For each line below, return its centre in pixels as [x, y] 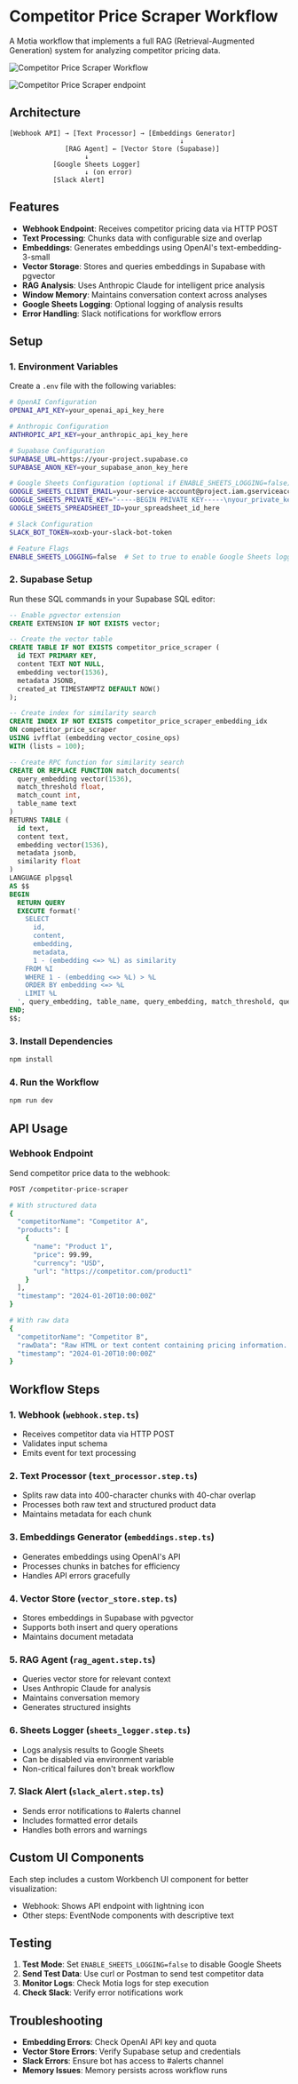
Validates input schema [65, 1444]
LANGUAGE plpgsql [41, 878]
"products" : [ [43, 1230]
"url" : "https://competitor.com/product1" [112, 1271]
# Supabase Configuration [57, 450]
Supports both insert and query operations [100, 1627]
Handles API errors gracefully [76, 1575]
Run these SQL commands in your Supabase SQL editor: [112, 599]
